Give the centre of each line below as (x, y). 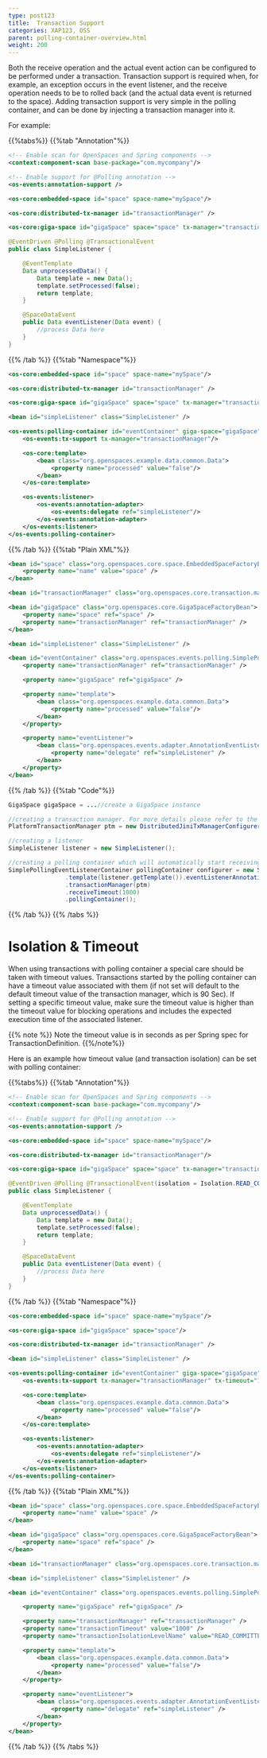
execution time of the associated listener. (75, 1020)
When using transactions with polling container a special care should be (126, 969)
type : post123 (32, 15)
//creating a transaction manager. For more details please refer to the (133, 819)
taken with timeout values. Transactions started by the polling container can (132, 978)
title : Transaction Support (56, 23)
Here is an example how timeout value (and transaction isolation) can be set (132, 1059)
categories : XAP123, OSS (49, 30)
